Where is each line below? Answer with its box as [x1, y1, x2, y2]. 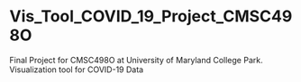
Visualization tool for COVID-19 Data [9, 64, 144, 75]
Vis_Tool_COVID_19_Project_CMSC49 [9, 6, 293, 27]
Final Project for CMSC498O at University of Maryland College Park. [9, 54, 263, 65]
